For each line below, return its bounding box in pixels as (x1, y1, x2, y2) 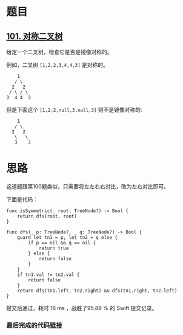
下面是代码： (6, 195, 38, 203)
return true (38, 245, 69, 251)
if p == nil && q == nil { (28, 240, 96, 246)
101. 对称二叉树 (6, 31, 63, 41)
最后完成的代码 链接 (6, 321, 62, 330)
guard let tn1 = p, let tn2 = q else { (17, 234, 118, 240)
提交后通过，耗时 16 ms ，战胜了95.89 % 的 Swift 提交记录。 (6, 304, 158, 311)
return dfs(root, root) (17, 213, 78, 219)
